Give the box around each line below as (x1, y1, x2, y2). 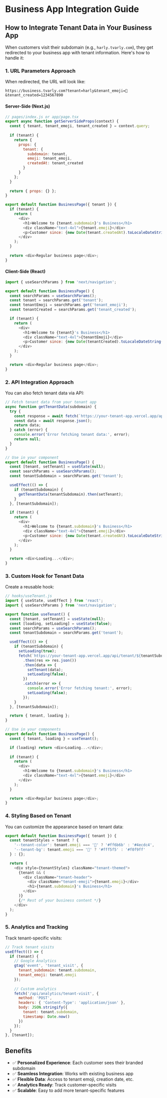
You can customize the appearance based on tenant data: (5, 824, 124, 830)
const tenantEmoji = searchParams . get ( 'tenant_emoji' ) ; (9, 303, 128, 308)
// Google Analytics (14, 958, 57, 963)
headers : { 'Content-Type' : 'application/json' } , (18, 1000, 126, 1005)
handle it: (5, 55, 24, 61)
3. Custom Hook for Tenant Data (5, 572, 84, 579)
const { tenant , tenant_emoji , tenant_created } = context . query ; (9, 124, 150, 129)
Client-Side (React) (5, 268, 46, 275)
